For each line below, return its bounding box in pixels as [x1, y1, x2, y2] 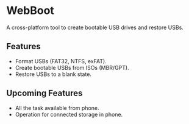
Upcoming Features [6, 88, 83, 98]
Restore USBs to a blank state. [15, 71, 91, 78]
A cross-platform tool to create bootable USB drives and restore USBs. [6, 24, 184, 31]
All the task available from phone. [15, 104, 99, 111]
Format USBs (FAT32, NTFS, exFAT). [15, 57, 107, 64]
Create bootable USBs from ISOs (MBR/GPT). [15, 64, 129, 71]
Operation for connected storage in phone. [15, 111, 123, 118]
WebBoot [6, 4, 55, 18]
